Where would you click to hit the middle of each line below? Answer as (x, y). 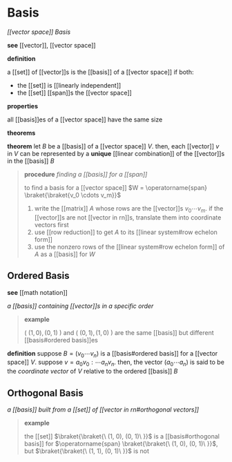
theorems (21, 133)
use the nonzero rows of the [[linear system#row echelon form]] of (129, 247)
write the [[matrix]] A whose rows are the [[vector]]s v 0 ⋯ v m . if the (129, 209)
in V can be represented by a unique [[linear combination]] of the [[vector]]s (116, 153)
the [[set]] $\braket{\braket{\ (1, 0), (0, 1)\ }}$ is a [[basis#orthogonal (122, 436)
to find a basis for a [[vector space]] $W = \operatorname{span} (115, 187)
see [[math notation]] (37, 292)
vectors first (51, 224)
